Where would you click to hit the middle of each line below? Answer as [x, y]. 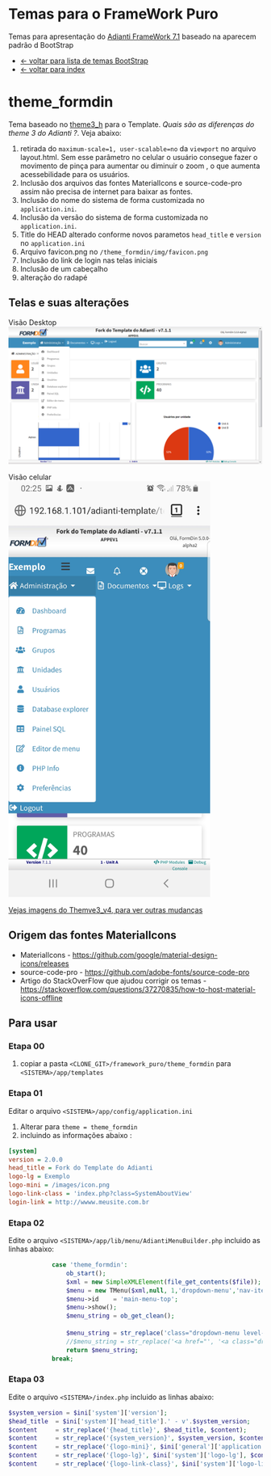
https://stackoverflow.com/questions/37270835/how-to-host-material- [138, 989]
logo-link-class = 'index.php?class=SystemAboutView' [101, 1194]
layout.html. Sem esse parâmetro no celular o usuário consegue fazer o [139, 157]
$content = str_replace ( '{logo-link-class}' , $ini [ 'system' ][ [122, 1464]
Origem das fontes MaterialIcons [93, 936]
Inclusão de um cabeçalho [64, 268]
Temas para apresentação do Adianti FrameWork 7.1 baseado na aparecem [132, 36]
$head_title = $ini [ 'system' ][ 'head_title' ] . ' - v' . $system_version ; [129, 1421]
